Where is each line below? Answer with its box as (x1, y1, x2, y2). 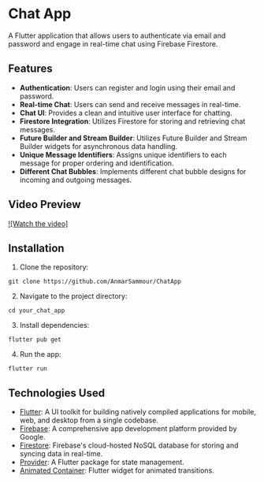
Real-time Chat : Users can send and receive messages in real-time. (19, 99, 241, 109)
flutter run (8, 365, 47, 373)
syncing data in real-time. (19, 449, 103, 459)
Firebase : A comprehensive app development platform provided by (19, 424, 238, 433)
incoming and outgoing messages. (19, 175, 132, 184)
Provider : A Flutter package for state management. (19, 458, 184, 467)
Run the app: (19, 350, 61, 359)
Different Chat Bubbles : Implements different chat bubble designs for (19, 166, 247, 176)
